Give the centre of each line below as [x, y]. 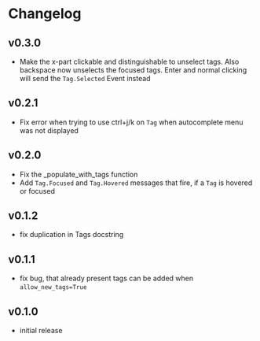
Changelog [45, 14]
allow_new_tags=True [53, 287]
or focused [37, 191]
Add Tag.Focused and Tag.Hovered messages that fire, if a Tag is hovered [136, 183]
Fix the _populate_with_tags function [79, 174]
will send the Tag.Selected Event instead [85, 78]
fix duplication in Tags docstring [71, 235]
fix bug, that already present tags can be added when [106, 278]
